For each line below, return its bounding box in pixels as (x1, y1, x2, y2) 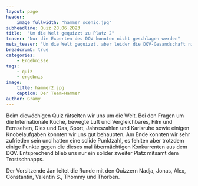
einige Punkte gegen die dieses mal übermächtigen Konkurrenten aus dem (6, 143, 187, 150)
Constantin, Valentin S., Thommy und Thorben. (6, 173, 120, 180)
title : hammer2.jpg (16, 85, 65, 91)
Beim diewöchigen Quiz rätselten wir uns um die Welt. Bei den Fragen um (6, 112, 184, 119)
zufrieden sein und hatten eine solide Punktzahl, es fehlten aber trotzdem (6, 137, 184, 144)
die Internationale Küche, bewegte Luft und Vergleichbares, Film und (6, 118, 173, 125)
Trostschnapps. (6, 155, 44, 163)
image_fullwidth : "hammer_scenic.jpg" (16, 19, 112, 25)
